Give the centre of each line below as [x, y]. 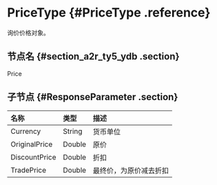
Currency [26, 131]
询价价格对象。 [28, 32]
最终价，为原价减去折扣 [131, 171]
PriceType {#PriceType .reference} [109, 13]
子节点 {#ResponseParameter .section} [93, 97]
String [73, 131]
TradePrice [29, 170]
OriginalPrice [32, 144]
